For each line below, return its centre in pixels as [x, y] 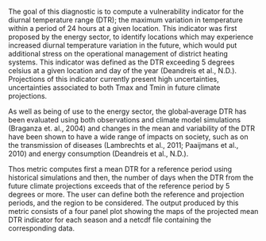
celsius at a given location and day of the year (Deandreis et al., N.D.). [122, 70]
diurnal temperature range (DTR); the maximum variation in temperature [126, 20]
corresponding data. [42, 228]
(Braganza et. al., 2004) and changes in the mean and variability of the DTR [132, 128]
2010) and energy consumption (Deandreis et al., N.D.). [98, 154]
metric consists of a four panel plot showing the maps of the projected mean [133, 211]
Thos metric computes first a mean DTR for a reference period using [120, 169]
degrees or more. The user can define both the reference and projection [126, 194]
